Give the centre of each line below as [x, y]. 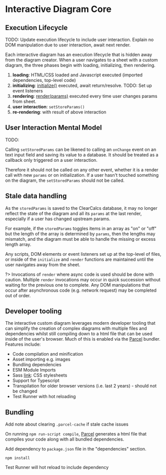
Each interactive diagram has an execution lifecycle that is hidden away [79, 54]
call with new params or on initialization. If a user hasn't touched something [82, 175]
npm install [17, 458]
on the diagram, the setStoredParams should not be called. [65, 180]
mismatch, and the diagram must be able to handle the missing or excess [80, 239]
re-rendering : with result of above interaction [59, 112]
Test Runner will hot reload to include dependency [57, 468]
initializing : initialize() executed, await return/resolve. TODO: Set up [82, 85]
